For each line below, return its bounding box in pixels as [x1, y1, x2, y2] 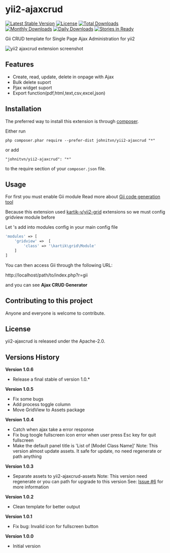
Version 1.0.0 [5, 533, 34, 539]
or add [5, 146, 19, 153]
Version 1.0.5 [5, 386, 34, 392]
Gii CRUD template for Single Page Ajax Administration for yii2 [5, 36, 135, 42]
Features [5, 60, 34, 69]
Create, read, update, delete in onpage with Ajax [12, 74, 114, 80]
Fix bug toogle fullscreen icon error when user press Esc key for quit [12, 432, 156, 438]
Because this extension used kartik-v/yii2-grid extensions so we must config [5, 209, 165, 215]
